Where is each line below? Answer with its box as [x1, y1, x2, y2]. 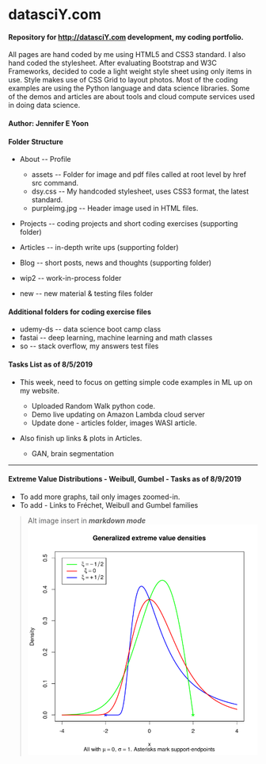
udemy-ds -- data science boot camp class [19, 324, 161, 334]
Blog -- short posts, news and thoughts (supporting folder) [19, 258, 212, 267]
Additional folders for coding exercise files [8, 307, 152, 317]
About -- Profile [19, 155, 71, 164]
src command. [31, 179, 79, 188]
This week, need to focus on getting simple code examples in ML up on [19, 377, 253, 386]
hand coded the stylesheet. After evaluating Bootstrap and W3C [8, 58, 218, 68]
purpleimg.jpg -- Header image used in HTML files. [31, 204, 199, 213]
